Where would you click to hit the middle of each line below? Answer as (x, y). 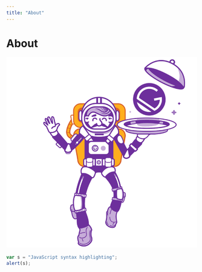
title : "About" (25, 13)
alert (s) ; (19, 264)
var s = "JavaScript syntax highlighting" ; (62, 257)
